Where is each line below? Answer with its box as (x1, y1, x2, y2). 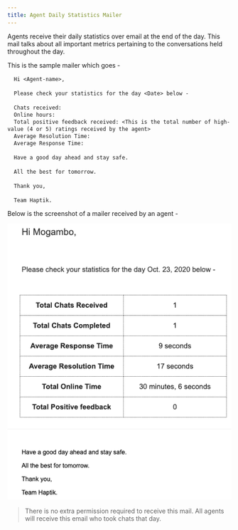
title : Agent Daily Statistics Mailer (7, 11, 122, 19)
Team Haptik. (13, 197, 53, 204)
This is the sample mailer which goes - (7, 61, 121, 69)
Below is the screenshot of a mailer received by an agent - (7, 209, 179, 217)
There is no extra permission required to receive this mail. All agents (24, 506, 225, 516)
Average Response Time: (13, 140, 84, 147)
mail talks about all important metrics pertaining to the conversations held (7, 39, 222, 48)
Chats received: (13, 104, 62, 111)
